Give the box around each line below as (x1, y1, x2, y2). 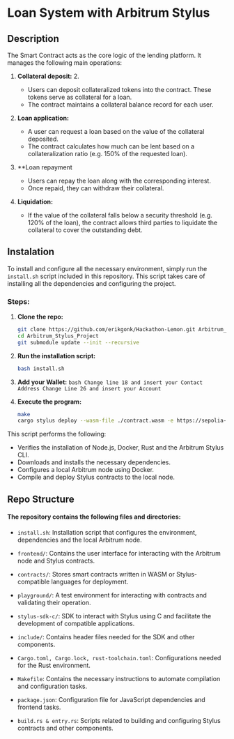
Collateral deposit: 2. (17, 72, 80, 80)
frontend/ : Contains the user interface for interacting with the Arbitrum (17, 549, 221, 557)
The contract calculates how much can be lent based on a (27, 142, 195, 151)
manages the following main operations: (7, 59, 123, 67)
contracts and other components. (17, 724, 114, 732)
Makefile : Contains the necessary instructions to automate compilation (17, 674, 221, 683)
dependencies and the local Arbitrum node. (17, 535, 143, 544)
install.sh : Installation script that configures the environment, (17, 528, 197, 536)
